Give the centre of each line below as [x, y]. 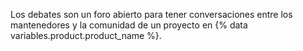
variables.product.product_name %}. [86, 35]
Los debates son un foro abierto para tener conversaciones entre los [151, 14]
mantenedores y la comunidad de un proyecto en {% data [129, 25]
